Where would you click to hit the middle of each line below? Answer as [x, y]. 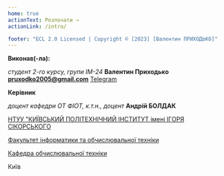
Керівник [22, 92]
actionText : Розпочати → [43, 20]
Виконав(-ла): [29, 59]
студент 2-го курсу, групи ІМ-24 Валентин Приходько [89, 72]
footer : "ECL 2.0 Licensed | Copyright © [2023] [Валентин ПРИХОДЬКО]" [113, 39]
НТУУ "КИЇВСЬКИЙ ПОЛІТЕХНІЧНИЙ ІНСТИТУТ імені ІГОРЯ [96, 119]
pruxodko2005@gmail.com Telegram [62, 79]
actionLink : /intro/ [38, 26]
